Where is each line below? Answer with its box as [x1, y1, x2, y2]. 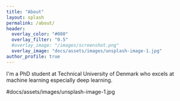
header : [6, 25, 26, 32]
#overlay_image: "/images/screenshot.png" [11, 43, 119, 49]
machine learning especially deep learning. [6, 76, 113, 84]
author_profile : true [6, 54, 61, 60]
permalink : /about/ [6, 20, 55, 26]
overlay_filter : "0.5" [11, 37, 68, 43]
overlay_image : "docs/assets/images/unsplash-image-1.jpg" [11, 48, 163, 54]
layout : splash [6, 14, 44, 20]
